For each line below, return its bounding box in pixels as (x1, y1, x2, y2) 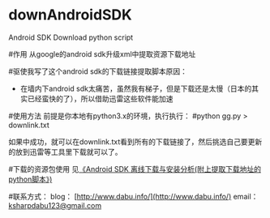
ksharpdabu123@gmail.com (8, 200, 102, 210)
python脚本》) (8, 174, 53, 184)
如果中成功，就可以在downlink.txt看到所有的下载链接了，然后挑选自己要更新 (8, 136, 263, 147)
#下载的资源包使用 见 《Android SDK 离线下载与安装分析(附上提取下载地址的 (8, 164, 262, 173)
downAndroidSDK (8, 6, 132, 24)
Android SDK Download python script (8, 32, 134, 42)
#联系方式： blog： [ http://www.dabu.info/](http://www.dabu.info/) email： (8, 191, 259, 201)
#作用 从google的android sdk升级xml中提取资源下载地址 (8, 49, 196, 58)
